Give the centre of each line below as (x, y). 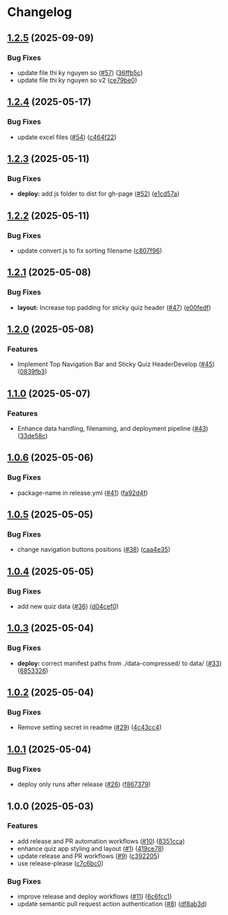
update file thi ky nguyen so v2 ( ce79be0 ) (77, 80)
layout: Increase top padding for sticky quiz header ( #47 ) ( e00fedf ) (114, 308)
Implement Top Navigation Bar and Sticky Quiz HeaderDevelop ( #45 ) (116, 364)
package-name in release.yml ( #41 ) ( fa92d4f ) (82, 493)
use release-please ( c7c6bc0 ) (60, 863)
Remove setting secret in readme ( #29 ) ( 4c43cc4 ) (89, 727)
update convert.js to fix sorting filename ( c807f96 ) (89, 250)
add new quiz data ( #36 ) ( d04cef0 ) (68, 607)
